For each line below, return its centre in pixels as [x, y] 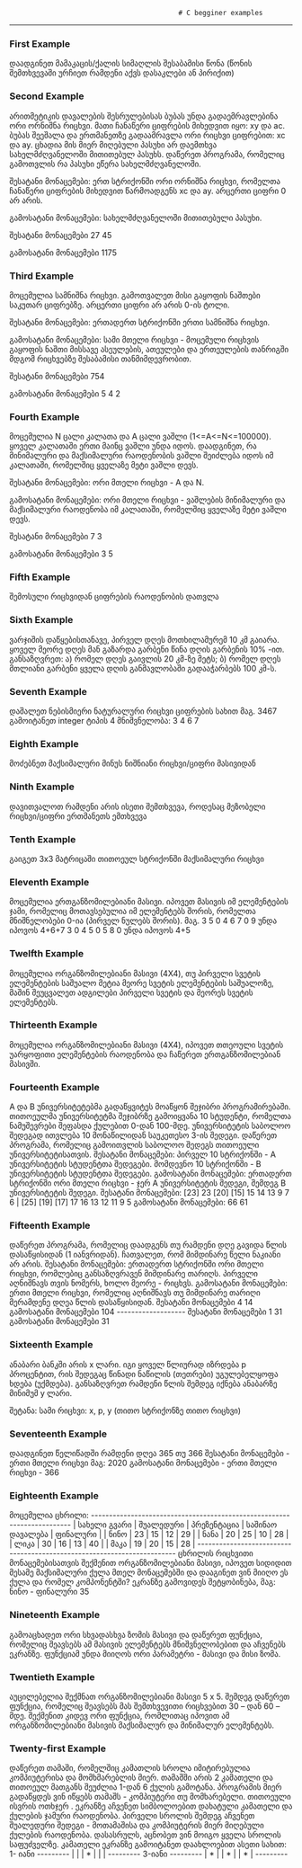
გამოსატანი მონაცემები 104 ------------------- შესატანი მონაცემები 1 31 [146, 1312]
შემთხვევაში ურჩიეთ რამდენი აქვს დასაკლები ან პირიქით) [122, 73]
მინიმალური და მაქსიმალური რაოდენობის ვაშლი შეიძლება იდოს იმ [142, 456]
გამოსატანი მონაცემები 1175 [63, 253]
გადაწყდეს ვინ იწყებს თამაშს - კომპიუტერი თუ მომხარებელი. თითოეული [150, 1797]
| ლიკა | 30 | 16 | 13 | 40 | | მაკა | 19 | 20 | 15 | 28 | [102, 1544]
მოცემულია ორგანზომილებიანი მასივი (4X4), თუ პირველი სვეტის [135, 973]
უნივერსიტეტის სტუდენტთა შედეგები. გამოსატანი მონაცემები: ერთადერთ [151, 1174]
